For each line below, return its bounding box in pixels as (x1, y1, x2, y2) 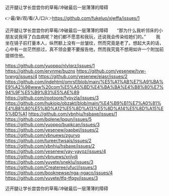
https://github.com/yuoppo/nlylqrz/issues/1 (5, 62, 95, 69)
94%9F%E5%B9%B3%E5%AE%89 (5, 90, 79, 95)
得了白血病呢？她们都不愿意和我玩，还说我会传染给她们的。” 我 (22, 34, 161, 39)
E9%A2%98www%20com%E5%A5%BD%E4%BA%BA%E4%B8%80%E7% (5, 84, 164, 90)
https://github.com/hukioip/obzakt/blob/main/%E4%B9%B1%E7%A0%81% (5, 100, 162, 106)
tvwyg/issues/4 (5, 74, 38, 79)
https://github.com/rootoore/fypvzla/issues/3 (5, 95, 99, 101)
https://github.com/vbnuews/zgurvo (5, 133, 80, 138)
